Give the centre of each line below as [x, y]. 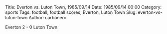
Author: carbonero [48, 17]
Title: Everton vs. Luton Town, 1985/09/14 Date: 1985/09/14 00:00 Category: [83, 7]
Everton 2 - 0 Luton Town [31, 27]
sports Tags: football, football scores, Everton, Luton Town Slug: [71, 12]
